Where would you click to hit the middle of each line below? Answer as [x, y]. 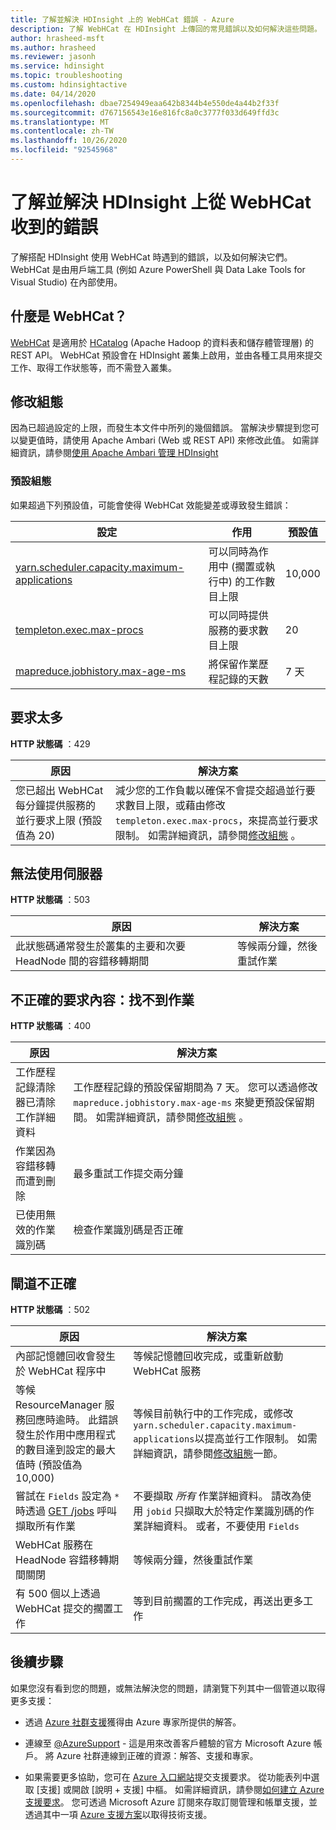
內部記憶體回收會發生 [66, 1356]
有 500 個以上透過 [58, 1593]
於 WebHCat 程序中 [61, 1371]
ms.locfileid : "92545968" [64, 150]
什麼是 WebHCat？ [69, 316]
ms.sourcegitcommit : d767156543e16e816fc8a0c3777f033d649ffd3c [145, 112]
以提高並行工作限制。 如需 [256, 1438]
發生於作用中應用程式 [66, 1434]
